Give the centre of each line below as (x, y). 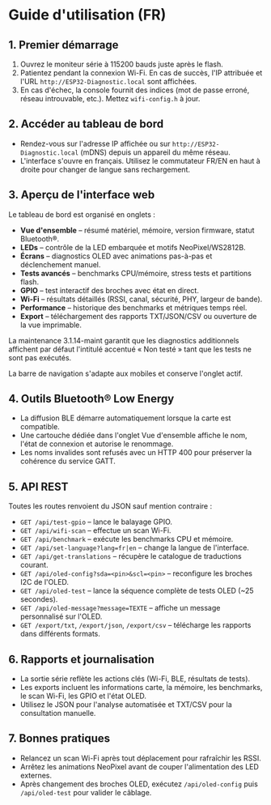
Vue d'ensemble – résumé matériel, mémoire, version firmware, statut (137, 230)
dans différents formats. (60, 634)
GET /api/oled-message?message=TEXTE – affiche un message (120, 608)
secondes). (39, 599)
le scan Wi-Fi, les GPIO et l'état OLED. (83, 696)
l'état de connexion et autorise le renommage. (97, 444)
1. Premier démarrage (64, 45)
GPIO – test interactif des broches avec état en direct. (110, 290)
